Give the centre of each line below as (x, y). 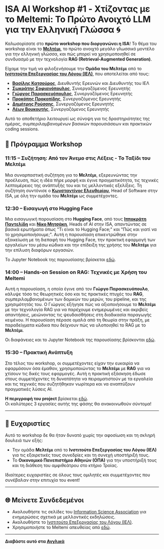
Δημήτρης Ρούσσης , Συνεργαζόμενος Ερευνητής (63, 104)
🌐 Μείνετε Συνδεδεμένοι (44, 500)
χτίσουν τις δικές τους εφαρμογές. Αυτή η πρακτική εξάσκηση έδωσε (75, 373)
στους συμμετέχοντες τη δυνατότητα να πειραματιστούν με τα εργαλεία (79, 379)
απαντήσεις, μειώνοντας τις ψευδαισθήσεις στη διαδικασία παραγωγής (78, 315)
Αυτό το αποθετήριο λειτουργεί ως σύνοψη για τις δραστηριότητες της (78, 119)
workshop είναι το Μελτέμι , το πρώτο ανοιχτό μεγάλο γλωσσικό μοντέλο (80, 49)
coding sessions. (22, 129)
